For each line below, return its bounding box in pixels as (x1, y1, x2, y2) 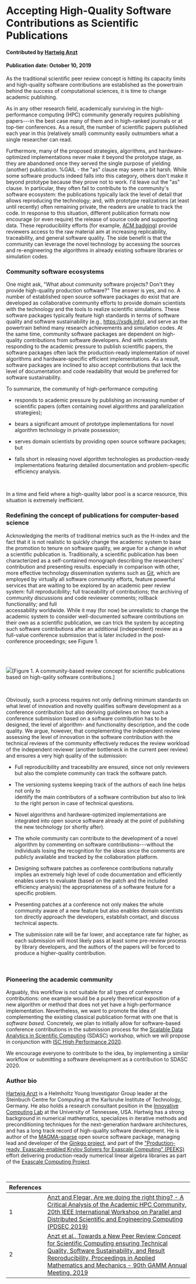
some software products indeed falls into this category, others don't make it (6, 172, 188, 179)
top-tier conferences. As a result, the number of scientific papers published (6, 123, 188, 130)
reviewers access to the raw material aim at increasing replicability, (6, 228, 167, 235)
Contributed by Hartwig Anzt (6, 49, 78, 56)
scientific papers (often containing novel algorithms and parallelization (14, 403, 184, 410)
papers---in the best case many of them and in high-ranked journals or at (6, 117, 183, 124)
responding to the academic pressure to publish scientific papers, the (6, 343, 173, 350)
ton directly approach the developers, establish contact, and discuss (14, 913, 180, 920)
